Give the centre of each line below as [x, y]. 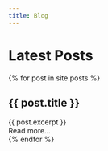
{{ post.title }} [44, 102]
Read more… [29, 131]
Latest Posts [51, 55]
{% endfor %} [31, 139]
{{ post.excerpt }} [37, 122]
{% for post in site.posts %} [54, 78]
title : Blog [28, 16]
